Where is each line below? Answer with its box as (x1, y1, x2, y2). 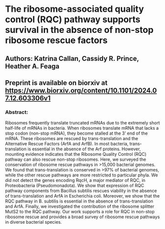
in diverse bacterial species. (5, 219, 62, 225)
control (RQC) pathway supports (5, 14, 141, 25)
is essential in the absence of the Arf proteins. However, (27, 146, 141, 152)
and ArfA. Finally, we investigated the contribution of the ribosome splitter (5, 203, 155, 209)
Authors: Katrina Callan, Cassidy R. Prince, (5, 54, 139, 62)
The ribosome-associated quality (5, 3, 144, 15)
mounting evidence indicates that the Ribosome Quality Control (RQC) (5, 151, 147, 157)
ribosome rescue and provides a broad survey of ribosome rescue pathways (5, 214, 160, 220)
